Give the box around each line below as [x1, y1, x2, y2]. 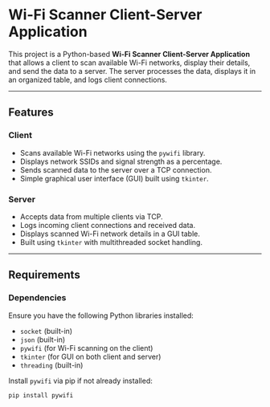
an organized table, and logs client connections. [8, 75, 167, 84]
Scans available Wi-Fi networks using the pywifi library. [19, 148, 206, 157]
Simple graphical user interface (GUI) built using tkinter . [19, 173, 209, 183]
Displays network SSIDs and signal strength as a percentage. [19, 157, 223, 166]
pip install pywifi [8, 391, 74, 399]
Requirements [8, 268, 80, 282]
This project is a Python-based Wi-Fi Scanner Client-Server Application [8, 49, 251, 59]
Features [8, 106, 54, 120]
